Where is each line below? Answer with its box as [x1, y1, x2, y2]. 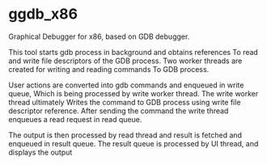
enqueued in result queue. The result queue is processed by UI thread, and [8, 138, 259, 148]
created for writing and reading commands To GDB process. [8, 64, 210, 74]
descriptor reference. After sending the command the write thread [8, 106, 229, 116]
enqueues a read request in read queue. [8, 114, 142, 124]
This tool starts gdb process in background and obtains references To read [8, 47, 259, 57]
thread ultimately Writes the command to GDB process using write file [8, 97, 241, 107]
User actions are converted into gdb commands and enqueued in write [8, 80, 244, 90]
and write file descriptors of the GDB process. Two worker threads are [8, 56, 243, 66]
